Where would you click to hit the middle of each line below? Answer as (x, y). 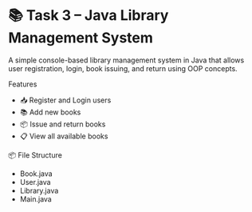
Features (23, 84)
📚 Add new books (50, 112)
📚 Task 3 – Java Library (89, 16)
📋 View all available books (64, 136)
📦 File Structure (35, 155)
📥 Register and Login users (65, 100)
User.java (35, 182)
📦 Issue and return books (63, 124)
